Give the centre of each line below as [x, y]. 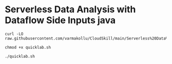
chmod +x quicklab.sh [28, 47]
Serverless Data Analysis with [70, 9]
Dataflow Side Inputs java [60, 20]
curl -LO [14, 34]
